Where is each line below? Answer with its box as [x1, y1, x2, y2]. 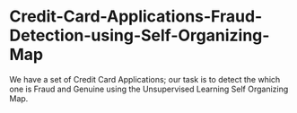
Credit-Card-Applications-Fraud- [9, 6, 263, 27]
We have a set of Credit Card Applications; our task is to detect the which [9, 74, 281, 84]
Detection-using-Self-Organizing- [9, 25, 270, 46]
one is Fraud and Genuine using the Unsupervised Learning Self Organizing [9, 83, 289, 94]
